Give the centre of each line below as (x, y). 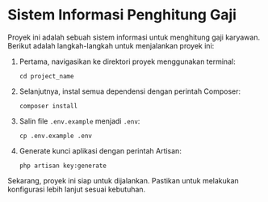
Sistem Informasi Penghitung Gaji (122, 15)
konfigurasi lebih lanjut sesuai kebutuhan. (77, 189)
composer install (48, 106)
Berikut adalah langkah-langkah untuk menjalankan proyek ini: (111, 45)
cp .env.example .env (55, 136)
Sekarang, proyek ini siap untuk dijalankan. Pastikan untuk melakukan (123, 180)
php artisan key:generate (63, 166)
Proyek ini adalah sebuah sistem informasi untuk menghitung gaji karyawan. (134, 37)
